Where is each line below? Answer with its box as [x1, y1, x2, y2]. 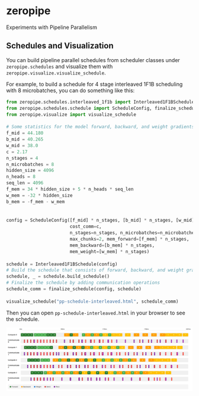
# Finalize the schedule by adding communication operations [6, 280, 161, 286]
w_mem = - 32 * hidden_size [6, 192, 73, 199]
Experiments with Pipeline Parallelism [6, 24, 98, 31]
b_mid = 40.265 [6, 137, 44, 142]
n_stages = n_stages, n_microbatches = [69, 230, 161, 236]
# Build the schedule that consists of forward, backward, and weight [6, 267, 184, 273]
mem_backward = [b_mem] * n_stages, [69, 242, 155, 248]
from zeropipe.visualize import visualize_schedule [6, 111, 136, 118]
